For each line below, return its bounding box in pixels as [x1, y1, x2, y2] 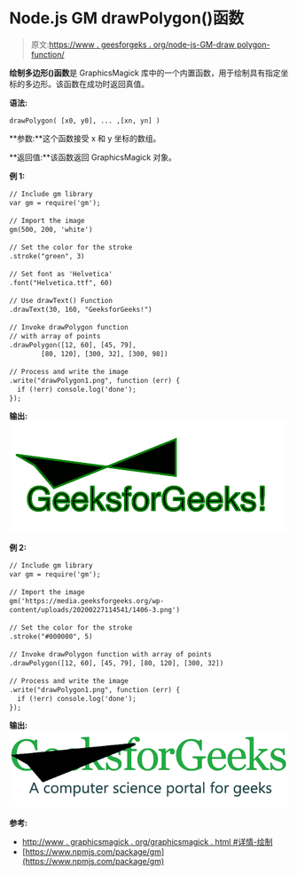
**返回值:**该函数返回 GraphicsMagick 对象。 [9, 152, 177, 163]
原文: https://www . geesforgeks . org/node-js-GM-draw [30, 39, 235, 50]
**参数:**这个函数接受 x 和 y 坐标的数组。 [9, 132, 161, 143]
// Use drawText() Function [9, 296, 113, 305]
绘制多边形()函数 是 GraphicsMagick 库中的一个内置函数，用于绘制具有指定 [9, 68, 281, 78]
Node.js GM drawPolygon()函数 [9, 8, 245, 28]
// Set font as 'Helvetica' [9, 269, 113, 278]
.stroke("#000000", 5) [9, 632, 93, 640]
